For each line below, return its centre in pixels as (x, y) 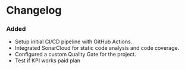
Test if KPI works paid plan (48, 61)
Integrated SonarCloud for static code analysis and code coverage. (97, 48)
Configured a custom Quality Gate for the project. (75, 55)
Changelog (34, 10)
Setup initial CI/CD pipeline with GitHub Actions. (73, 42)
